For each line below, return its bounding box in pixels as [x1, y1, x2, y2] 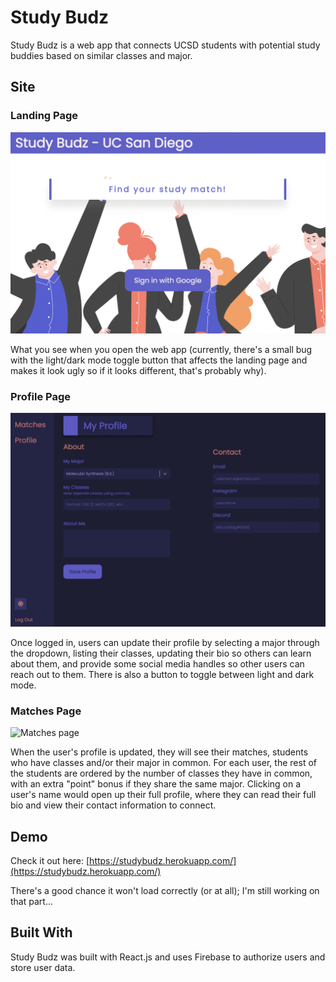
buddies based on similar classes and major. [10, 49, 193, 61]
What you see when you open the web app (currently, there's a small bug [10, 344, 313, 355]
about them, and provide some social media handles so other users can [10, 657, 305, 670]
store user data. [10, 961, 76, 973]
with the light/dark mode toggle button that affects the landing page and [10, 354, 308, 366]
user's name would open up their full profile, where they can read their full [10, 789, 317, 801]
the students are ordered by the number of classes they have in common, [10, 767, 313, 780]
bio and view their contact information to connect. [10, 799, 217, 811]
